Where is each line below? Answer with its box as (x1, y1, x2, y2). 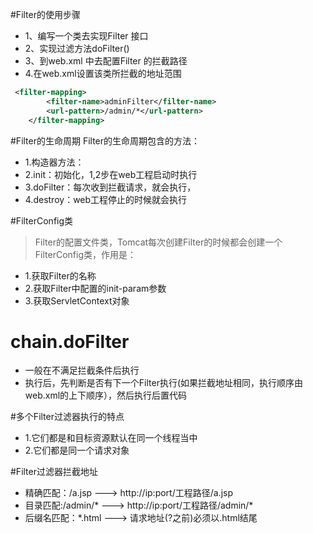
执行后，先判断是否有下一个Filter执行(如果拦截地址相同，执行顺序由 (24, 377, 304, 389)
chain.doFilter (10, 330, 130, 353)
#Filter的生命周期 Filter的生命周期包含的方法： (10, 134, 201, 147)
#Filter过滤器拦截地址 (10, 466, 98, 478)
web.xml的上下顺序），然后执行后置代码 (24, 389, 188, 402)
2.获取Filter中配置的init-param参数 (24, 282, 167, 294)
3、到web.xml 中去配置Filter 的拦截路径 (24, 55, 188, 67)
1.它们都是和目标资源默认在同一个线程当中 (24, 432, 198, 444)
